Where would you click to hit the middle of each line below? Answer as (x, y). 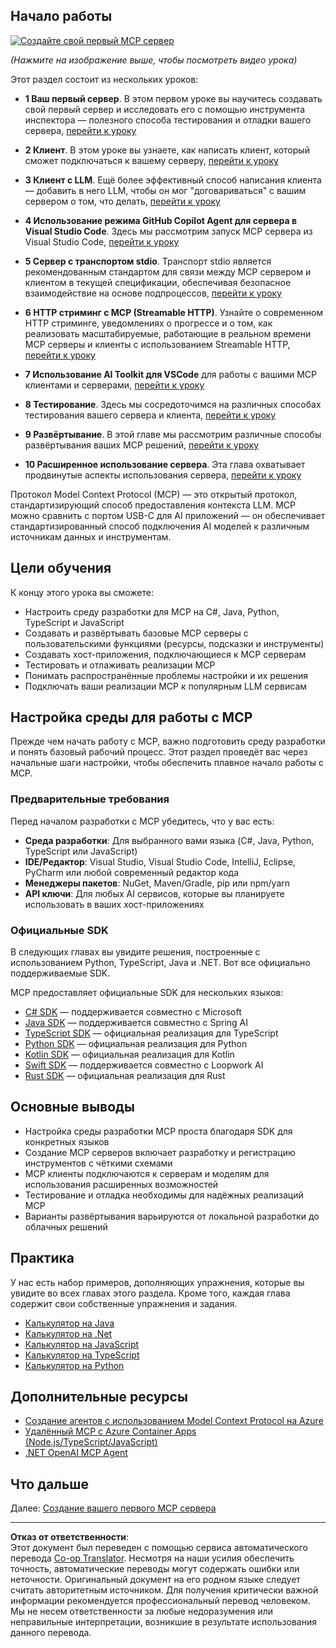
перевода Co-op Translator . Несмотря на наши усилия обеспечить (152, 1558)
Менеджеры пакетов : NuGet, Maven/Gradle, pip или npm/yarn (157, 883)
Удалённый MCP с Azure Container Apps (110, 1431)
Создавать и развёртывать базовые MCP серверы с (136, 633)
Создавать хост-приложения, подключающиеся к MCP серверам (165, 654)
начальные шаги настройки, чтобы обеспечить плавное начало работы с (167, 763)
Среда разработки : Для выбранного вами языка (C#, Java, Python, (169, 840)
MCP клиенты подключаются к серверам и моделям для (147, 1173)
